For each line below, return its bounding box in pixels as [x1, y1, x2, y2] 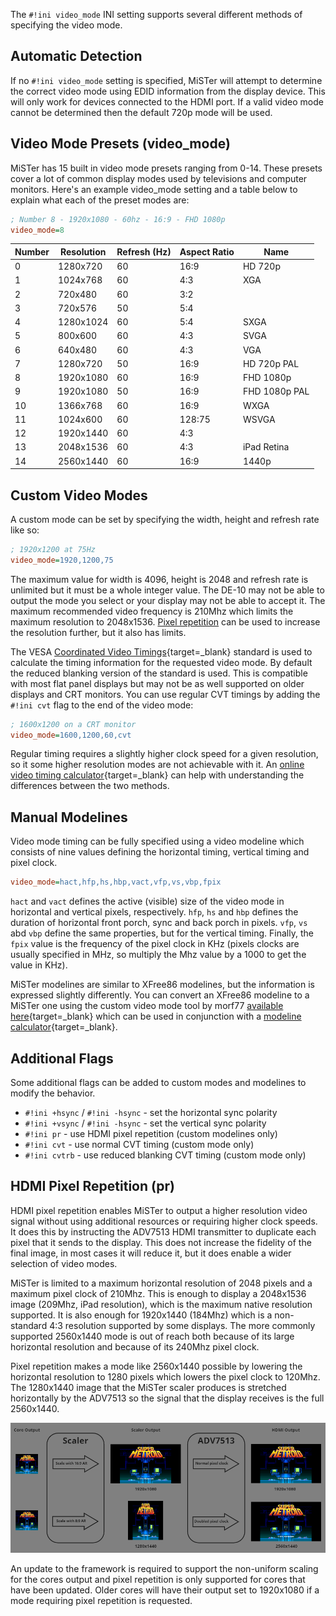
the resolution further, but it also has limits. [10, 626, 187, 638]
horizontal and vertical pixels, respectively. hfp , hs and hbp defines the [10, 906, 299, 918]
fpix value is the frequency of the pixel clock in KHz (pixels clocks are [10, 938, 300, 950]
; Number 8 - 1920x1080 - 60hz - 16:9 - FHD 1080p [10, 214, 226, 224]
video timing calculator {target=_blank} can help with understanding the [10, 769, 305, 781]
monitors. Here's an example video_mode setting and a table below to [10, 183, 298, 195]
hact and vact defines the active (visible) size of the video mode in [10, 895, 285, 908]
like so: [10, 524, 40, 536]
